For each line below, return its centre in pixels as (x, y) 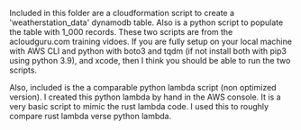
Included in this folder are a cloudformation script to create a (122, 13)
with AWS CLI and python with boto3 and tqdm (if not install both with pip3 (148, 51)
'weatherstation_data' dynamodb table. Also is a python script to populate (146, 22)
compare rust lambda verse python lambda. (91, 116)
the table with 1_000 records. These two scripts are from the (121, 32)
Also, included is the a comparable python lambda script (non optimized (143, 87)
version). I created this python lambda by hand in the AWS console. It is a (145, 97)
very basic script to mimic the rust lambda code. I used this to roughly (139, 106)
